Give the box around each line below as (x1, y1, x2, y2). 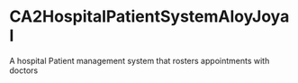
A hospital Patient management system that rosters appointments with (9, 55, 270, 66)
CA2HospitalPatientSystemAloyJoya (9, 6, 290, 27)
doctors (9, 65, 39, 76)
